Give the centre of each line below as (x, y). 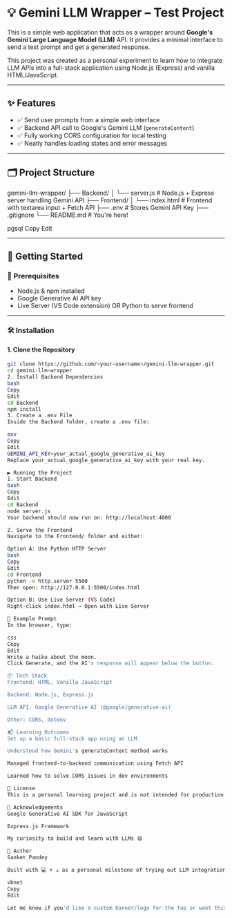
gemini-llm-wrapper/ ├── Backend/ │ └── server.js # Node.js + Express (111, 193)
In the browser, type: (40, 625)
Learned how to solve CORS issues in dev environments (88, 776)
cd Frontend (24, 575)
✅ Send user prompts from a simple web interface (88, 119)
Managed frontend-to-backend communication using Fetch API (96, 764)
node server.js (29, 511)
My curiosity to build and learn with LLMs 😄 (75, 839)
